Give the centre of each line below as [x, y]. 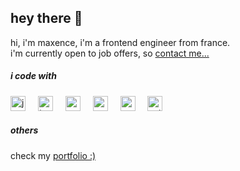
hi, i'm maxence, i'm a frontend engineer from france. [120, 42]
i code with [33, 76]
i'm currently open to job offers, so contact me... [110, 53]
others [24, 130]
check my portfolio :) [53, 155]
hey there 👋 [46, 18]
